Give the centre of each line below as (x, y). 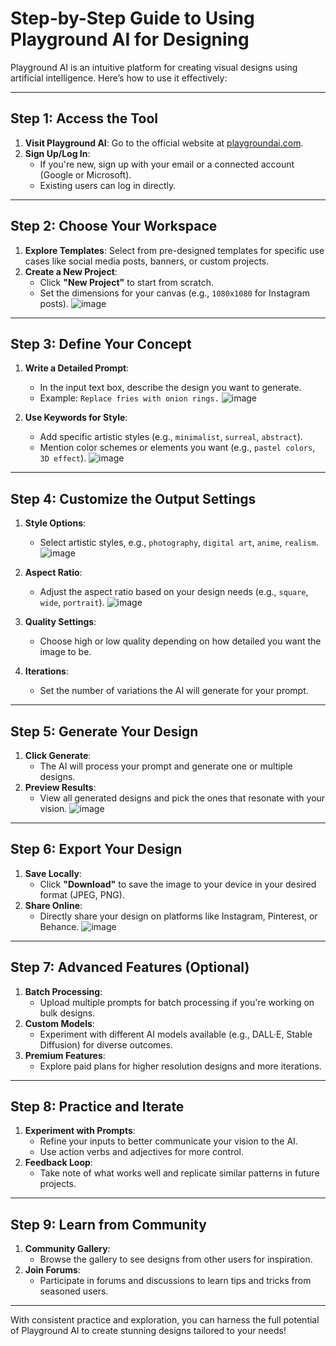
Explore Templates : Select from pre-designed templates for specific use (174, 250)
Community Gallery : (67, 1249)
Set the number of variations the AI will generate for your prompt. (174, 691)
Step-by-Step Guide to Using (132, 18)
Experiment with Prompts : (80, 1131)
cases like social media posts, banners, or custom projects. (147, 261)
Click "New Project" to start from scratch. (126, 282)
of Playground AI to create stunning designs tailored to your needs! (148, 1331)
